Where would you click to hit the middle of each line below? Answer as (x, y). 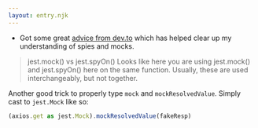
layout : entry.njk (38, 15)
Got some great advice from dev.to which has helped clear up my (125, 38)
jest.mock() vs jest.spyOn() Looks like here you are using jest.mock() (138, 61)
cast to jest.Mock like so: (48, 101)
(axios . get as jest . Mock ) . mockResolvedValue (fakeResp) (100, 116)
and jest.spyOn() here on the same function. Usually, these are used (138, 69)
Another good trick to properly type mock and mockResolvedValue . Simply (125, 93)
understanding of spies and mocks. (77, 46)
